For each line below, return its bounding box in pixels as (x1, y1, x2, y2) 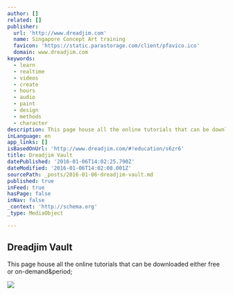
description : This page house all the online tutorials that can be (7, 126, 209, 133)
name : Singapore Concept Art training (13, 36, 126, 43)
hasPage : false (7, 190, 51, 197)
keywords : (7, 55, 36, 62)
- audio (13, 94, 36, 101)
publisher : (7, 23, 39, 30)
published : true (7, 177, 54, 184)
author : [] (7, 10, 39, 17)
